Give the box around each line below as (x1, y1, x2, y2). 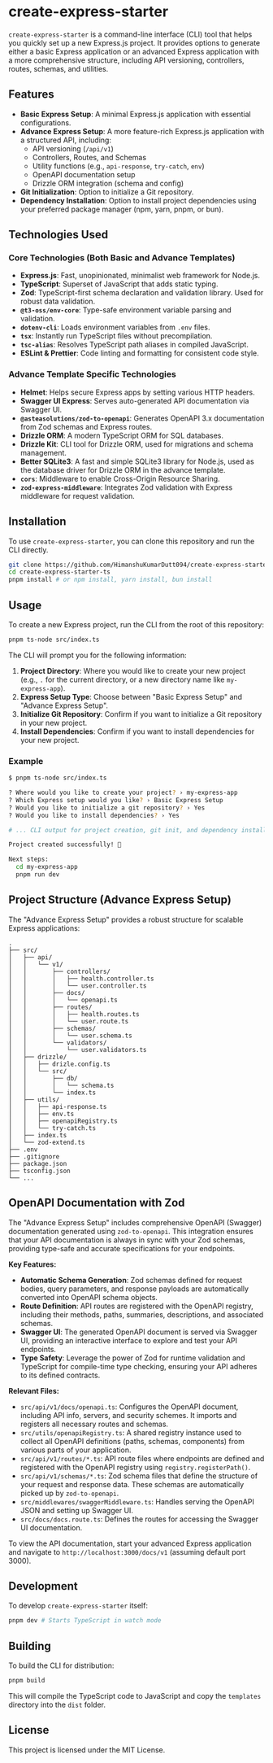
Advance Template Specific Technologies (8, 369, 176, 380)
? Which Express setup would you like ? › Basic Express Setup (8, 796, 223, 804)
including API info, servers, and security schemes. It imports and (19, 1410, 237, 1420)
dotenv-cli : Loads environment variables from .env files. (19, 322, 210, 332)
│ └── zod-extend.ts (8, 1138, 85, 1146)
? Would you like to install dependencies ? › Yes (8, 811, 180, 819)
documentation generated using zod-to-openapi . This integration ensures (8, 1226, 253, 1236)
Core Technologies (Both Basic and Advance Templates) (8, 252, 236, 264)
